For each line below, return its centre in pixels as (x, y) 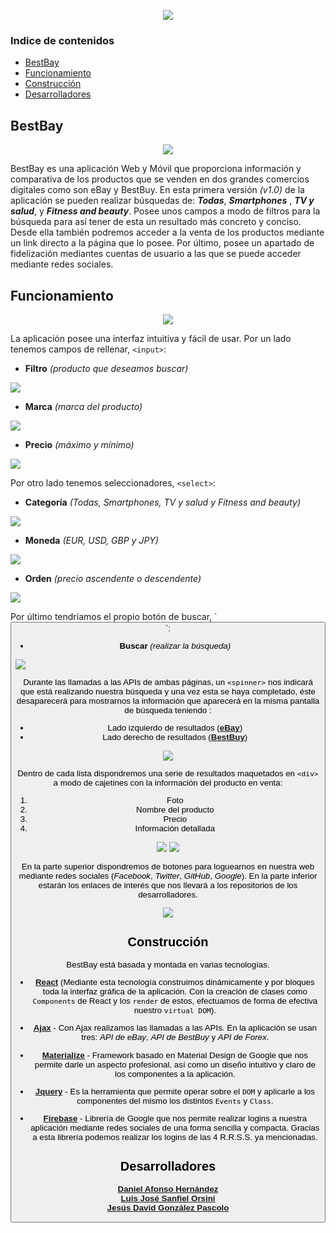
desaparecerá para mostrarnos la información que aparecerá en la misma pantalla (168, 700)
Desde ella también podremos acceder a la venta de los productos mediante (167, 232)
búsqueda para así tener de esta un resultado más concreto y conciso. (156, 222)
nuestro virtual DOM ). (175, 1010)
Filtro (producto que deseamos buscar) (106, 368)
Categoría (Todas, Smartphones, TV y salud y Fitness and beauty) (162, 502)
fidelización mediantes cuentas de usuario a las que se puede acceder (156, 254)
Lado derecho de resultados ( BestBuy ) (175, 737)
